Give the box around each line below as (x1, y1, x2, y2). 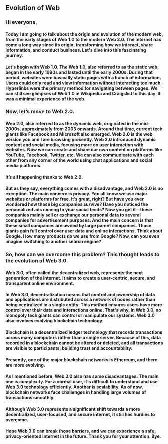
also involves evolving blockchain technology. (5, 318, 104, 324)
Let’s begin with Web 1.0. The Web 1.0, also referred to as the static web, (5, 64, 159, 70)
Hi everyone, (5, 19, 38, 26)
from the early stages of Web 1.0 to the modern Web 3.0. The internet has (5, 36, 161, 42)
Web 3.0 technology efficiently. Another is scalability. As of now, (5, 384, 143, 390)
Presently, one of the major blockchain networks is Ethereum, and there (5, 356, 158, 363)
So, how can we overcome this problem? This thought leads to (5, 251, 160, 258)
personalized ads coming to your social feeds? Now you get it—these (5, 207, 153, 213)
